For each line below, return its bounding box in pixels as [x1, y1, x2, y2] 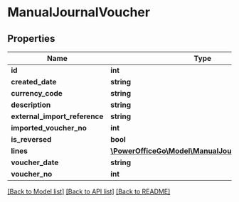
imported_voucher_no [11, 123, 87, 133]
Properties [7, 33, 55, 45]
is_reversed [11, 135, 52, 144]
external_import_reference [11, 111, 104, 121]
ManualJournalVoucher [7, 4, 151, 21]
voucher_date [11, 157, 59, 167]
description [11, 100, 51, 110]
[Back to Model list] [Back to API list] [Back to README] [7, 187, 171, 196]
